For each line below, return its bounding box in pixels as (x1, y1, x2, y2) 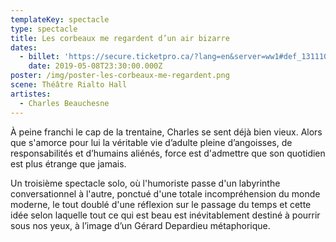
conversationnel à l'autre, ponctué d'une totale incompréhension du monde (10, 187, 321, 200)
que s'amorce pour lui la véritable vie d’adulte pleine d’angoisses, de (10, 136, 293, 148)
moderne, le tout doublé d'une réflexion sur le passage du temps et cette (10, 198, 312, 210)
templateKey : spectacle (10, 14, 110, 25)
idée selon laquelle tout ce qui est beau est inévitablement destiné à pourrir (10, 209, 321, 221)
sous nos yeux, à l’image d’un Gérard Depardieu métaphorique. (10, 219, 271, 231)
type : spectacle (10, 24, 78, 34)
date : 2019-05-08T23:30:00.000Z (28, 61, 163, 71)
